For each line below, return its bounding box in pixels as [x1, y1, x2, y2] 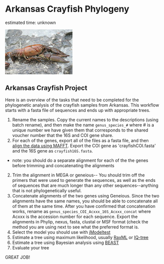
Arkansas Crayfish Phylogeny [5, 3, 130, 15]
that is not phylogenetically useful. [12, 187, 82, 194]
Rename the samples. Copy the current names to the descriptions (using [12, 116, 159, 123]
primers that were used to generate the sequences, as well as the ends [12, 177, 156, 183]
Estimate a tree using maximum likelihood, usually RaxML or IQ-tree [12, 234, 149, 240]
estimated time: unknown [5, 20, 56, 25]
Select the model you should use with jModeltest [12, 229, 111, 235]
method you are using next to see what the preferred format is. [12, 224, 140, 230]
